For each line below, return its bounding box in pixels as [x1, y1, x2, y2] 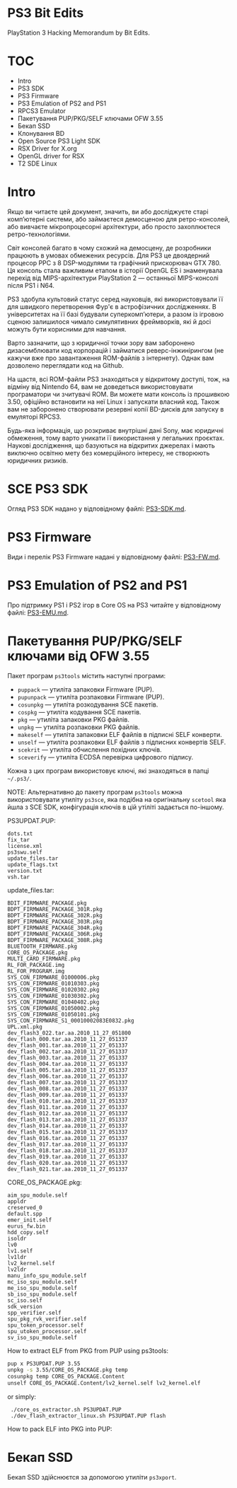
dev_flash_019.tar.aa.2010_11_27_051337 [7, 1153, 129, 1161]
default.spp [7, 1210, 42, 1217]
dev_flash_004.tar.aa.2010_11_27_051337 [7, 1060, 129, 1067]
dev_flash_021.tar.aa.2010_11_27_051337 [7, 1166, 129, 1173]
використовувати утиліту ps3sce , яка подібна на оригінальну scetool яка [7, 795, 226, 803]
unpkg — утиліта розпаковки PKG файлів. [17, 723, 140, 731]
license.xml [7, 842, 42, 849]
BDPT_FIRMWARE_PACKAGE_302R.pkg [7, 912, 103, 919]
